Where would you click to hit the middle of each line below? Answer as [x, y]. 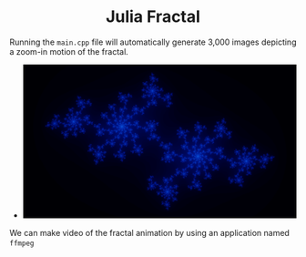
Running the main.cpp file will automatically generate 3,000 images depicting [153, 42]
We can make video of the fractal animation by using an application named [149, 233]
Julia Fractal [153, 17]
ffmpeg [22, 243]
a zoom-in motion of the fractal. [69, 51]
